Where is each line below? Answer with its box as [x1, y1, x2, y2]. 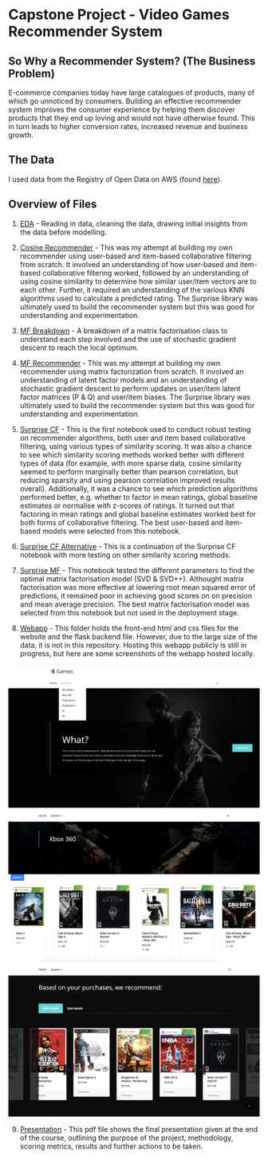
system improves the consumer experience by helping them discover [8, 105, 235, 114]
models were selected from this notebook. [42, 526, 182, 536]
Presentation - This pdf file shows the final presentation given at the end [19, 1124, 258, 1133]
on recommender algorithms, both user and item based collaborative [19, 433, 246, 442]
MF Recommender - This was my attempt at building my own [19, 358, 221, 367]
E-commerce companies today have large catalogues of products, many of [8, 88, 255, 97]
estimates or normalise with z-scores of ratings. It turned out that [19, 501, 235, 510]
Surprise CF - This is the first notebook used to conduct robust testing [19, 424, 251, 434]
